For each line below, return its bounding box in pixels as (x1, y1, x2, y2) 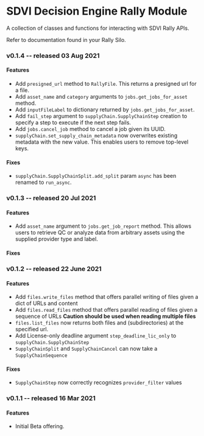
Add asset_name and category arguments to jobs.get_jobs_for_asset (15, 93, 188, 100)
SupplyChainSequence (15, 353, 68, 359)
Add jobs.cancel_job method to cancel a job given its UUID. (15, 125, 166, 133)
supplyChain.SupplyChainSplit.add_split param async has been (15, 172, 177, 180)
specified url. (15, 326, 49, 333)
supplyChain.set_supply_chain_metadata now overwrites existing (15, 132, 178, 139)
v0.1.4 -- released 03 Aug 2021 (6, 51, 100, 60)
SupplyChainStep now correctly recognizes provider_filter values (15, 379, 182, 386)
